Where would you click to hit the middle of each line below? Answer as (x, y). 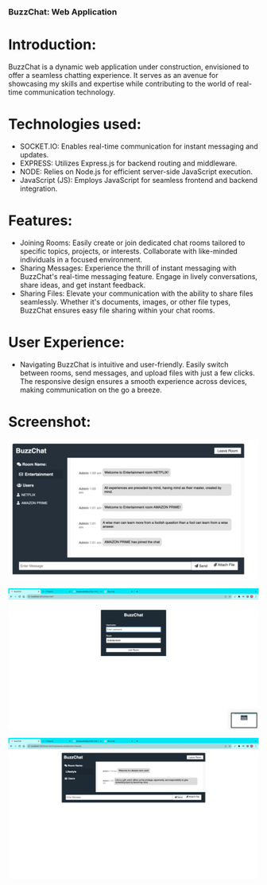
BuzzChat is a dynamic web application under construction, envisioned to (129, 67)
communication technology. (70, 92)
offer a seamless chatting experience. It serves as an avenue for (113, 75)
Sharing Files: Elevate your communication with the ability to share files (136, 293)
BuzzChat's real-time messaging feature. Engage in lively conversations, (139, 276)
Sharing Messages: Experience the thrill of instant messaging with (128, 268)
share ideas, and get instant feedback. (83, 285)
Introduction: (52, 45)
